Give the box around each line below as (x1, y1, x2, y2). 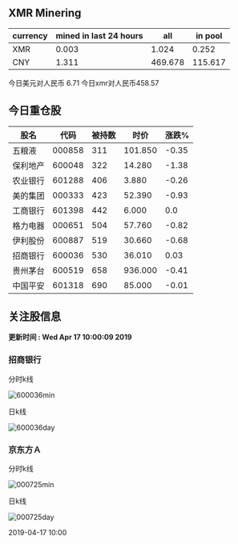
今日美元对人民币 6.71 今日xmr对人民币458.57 (8, 78, 159, 87)
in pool (196, 30, 223, 41)
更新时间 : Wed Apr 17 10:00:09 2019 (8, 332, 132, 342)
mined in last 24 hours (55, 30, 143, 41)
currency (12, 30, 48, 41)
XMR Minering (8, 6, 82, 20)
